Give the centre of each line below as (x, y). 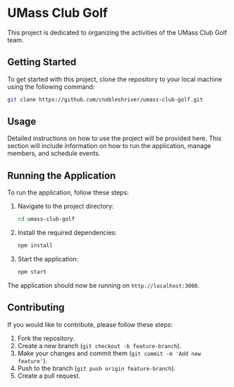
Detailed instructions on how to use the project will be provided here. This (115, 138)
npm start (32, 272)
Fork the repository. (46, 338)
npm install (35, 246)
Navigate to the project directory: (66, 207)
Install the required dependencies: (67, 233)
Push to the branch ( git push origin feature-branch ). (97, 368)
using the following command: (51, 87)
